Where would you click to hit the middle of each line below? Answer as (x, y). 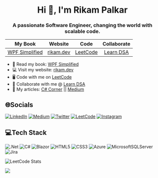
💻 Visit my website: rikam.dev (43, 70)
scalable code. (82, 31)
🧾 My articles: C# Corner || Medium (48, 89)
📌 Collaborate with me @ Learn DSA (49, 84)
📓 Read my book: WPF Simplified (45, 64)
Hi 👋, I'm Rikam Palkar (82, 10)
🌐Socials (19, 105)
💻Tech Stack (26, 132)
